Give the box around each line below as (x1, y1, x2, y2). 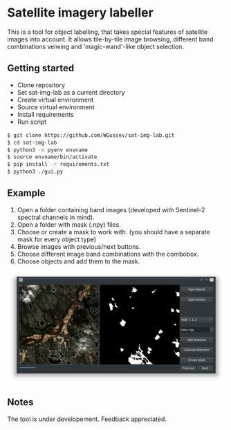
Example (7, 187, 46, 199)
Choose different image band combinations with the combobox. (17, 250, 199, 258)
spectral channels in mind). (17, 213, 95, 221)
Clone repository (17, 81, 66, 89)
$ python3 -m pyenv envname (7, 147, 89, 153)
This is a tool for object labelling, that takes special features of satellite (7, 28, 208, 36)
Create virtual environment (17, 95, 94, 104)
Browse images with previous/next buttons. (17, 242, 141, 250)
